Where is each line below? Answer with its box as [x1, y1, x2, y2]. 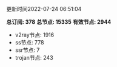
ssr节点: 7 [15, 46, 40, 54]
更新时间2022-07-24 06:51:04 [6, 5, 82, 12]
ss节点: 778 [15, 39, 44, 46]
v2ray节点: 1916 [15, 31, 55, 38]
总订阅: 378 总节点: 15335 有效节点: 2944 [6, 18, 112, 26]
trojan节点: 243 [15, 54, 53, 61]
